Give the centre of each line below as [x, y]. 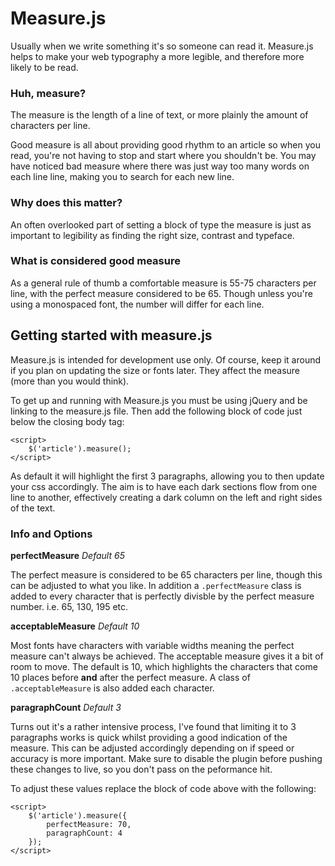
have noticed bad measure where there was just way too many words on [160, 166]
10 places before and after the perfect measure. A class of [130, 677]
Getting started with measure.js [111, 335]
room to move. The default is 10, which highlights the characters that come [164, 666]
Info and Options [51, 534]
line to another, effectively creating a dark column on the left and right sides [166, 497]
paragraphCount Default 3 [66, 707]
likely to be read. [44, 67]
